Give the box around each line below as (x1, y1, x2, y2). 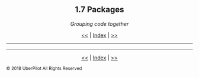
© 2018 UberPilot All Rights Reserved (6, 65, 82, 71)
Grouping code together (70, 20, 129, 27)
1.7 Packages (75, 5, 124, 15)
